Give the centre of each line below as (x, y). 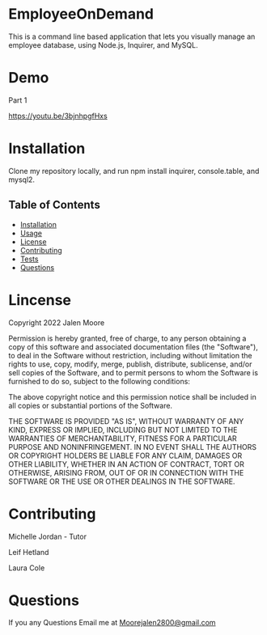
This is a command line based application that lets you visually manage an (132, 36)
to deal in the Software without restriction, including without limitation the (130, 355)
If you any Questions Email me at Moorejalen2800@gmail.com (112, 623)
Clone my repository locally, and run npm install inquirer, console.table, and (134, 171)
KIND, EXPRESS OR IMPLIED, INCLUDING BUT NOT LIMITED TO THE (123, 430)
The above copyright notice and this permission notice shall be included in (132, 396)
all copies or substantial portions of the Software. (90, 405)
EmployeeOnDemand (81, 14)
